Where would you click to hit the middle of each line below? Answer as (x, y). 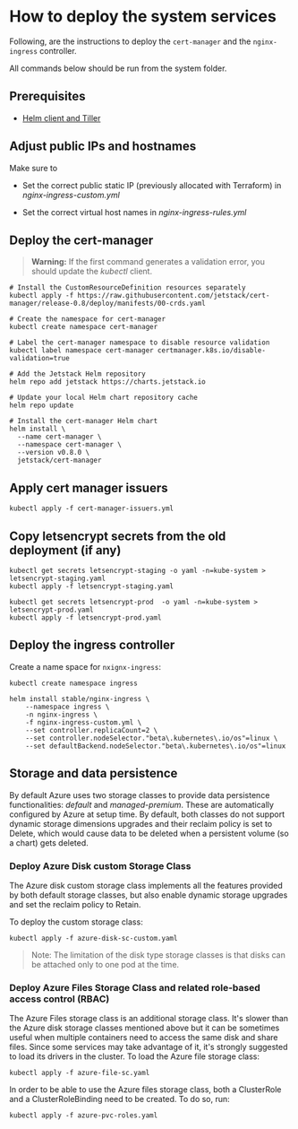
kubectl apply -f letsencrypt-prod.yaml (86, 618)
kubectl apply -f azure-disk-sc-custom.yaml (94, 938)
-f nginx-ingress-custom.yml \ (84, 722)
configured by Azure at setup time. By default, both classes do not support (147, 814)
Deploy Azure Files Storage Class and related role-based (135, 987)
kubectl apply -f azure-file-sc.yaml (80, 1073)
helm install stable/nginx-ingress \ (80, 699)
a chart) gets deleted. (49, 842)
